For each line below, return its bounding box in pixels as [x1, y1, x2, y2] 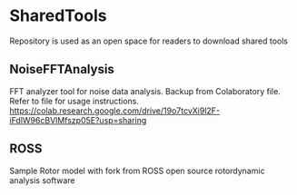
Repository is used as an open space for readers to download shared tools [9, 35, 289, 46]
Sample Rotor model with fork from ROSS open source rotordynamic [9, 165, 265, 176]
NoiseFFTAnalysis [9, 62, 115, 77]
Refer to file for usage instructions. [9, 95, 139, 106]
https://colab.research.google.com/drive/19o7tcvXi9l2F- [9, 105, 221, 116]
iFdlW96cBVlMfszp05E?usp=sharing [9, 114, 147, 125]
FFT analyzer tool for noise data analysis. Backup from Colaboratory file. [9, 85, 282, 96]
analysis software [9, 174, 75, 186]
